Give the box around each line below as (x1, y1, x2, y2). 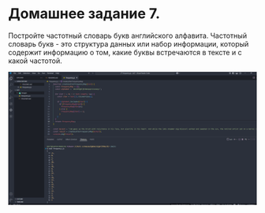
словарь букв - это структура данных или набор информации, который (8, 39, 249, 48)
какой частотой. (8, 56, 62, 65)
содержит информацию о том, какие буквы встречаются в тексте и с (8, 47, 242, 57)
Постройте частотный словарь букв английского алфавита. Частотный (8, 31, 247, 40)
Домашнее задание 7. (8, 5, 160, 23)
